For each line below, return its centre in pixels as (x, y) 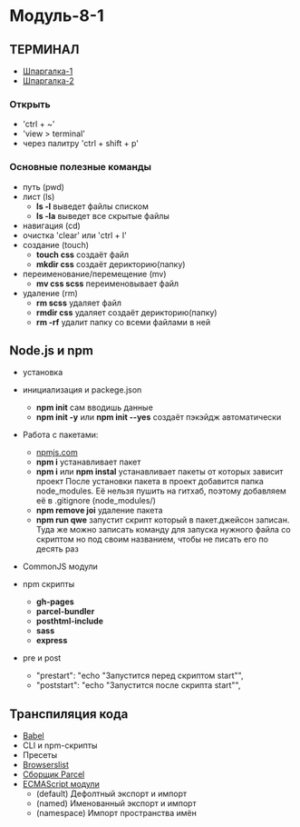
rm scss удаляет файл (79, 303)
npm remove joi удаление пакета (99, 511)
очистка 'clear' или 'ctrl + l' (74, 235)
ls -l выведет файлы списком (92, 206)
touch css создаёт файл (82, 254)
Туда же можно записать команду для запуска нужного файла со (164, 530)
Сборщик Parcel (53, 774)
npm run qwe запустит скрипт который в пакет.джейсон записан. (163, 520)
